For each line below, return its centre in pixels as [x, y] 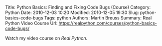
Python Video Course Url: [31, 23]
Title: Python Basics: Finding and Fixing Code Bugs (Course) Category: [78, 7]
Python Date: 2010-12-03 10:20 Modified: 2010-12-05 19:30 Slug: [72, 12]
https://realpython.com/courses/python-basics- [108, 23]
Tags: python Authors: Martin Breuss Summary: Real [98, 18]
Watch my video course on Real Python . [46, 38]
